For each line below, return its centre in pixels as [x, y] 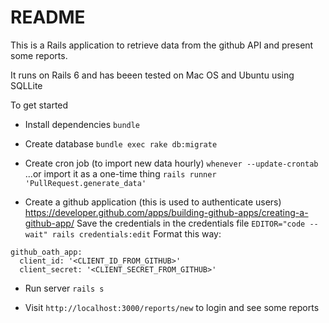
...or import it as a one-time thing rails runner [120, 173]
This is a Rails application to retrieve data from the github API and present [162, 45]
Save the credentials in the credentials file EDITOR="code [191, 223]
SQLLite [26, 85]
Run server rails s [64, 288]
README [48, 17]
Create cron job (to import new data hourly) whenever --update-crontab [171, 163]
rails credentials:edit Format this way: [136, 233]
